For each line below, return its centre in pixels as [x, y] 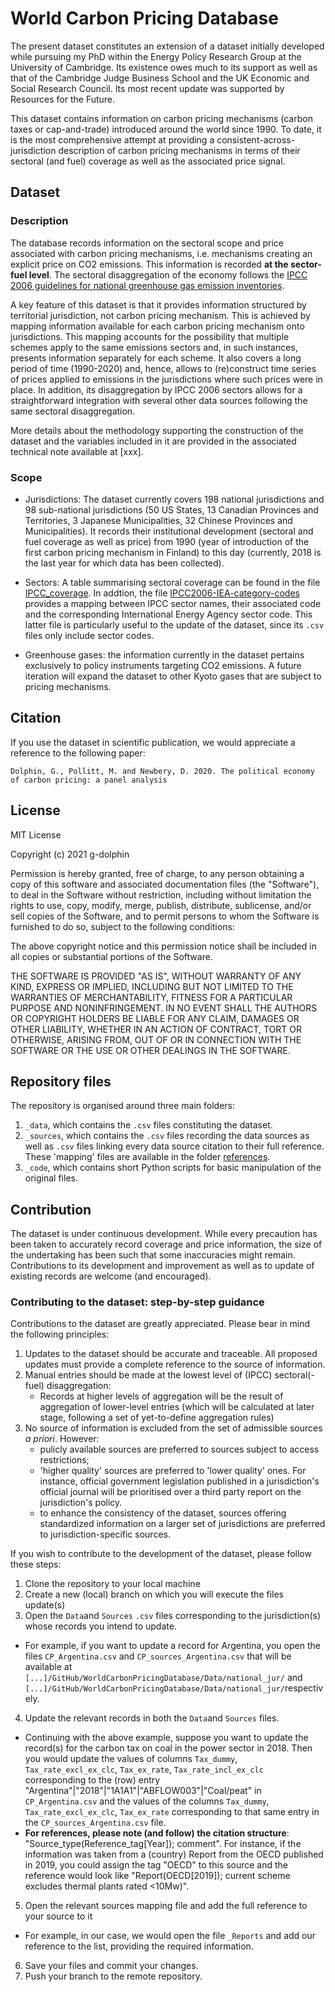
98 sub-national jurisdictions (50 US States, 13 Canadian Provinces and [171, 509]
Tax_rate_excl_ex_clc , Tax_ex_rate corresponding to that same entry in [172, 1812]
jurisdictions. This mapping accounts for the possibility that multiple [150, 336]
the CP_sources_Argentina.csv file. [95, 1823]
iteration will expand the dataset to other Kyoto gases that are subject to [173, 676]
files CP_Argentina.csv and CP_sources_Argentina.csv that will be [158, 1656]
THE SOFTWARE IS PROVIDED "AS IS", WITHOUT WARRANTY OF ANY [156, 976]
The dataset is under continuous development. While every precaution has [164, 1234]
